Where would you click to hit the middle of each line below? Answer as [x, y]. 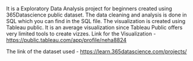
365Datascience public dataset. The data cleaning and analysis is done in [96, 15]
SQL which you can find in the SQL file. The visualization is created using [96, 21]
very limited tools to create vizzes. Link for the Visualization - [81, 34]
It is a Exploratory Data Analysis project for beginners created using [89, 9]
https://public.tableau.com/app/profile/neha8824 [66, 40]
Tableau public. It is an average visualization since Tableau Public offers [94, 27]
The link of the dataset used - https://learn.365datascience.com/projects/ [96, 52]
